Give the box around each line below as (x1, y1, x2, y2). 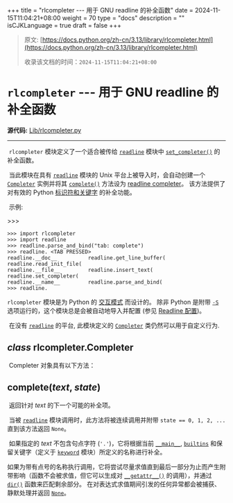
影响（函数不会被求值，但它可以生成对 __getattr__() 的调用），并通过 (12, 471, 212, 479)
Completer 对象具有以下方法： (8, 361, 96, 369)
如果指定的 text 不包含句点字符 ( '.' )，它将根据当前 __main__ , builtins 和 (8, 439, 217, 447)
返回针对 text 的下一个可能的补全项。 (8, 401, 114, 409)
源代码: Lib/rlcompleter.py (7, 126, 82, 134)
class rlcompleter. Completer (7, 342, 134, 354)
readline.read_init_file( (7, 260, 82, 267)
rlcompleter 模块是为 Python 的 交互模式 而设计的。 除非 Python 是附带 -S (7, 298, 219, 306)
